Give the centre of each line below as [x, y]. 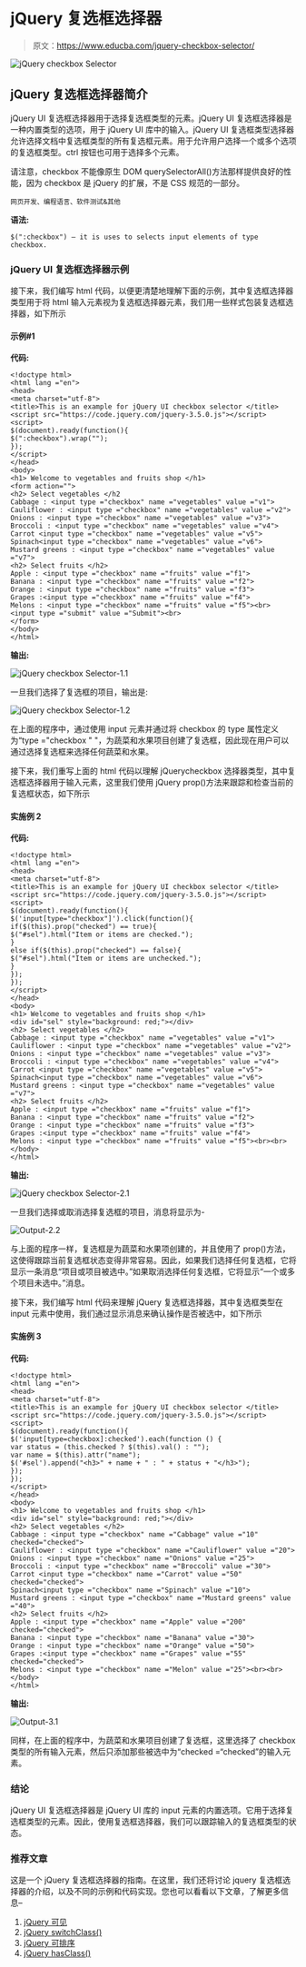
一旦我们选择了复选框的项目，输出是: [79, 692]
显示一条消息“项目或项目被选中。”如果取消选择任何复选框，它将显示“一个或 [149, 1271]
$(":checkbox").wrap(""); [59, 439]
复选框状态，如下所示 [50, 794]
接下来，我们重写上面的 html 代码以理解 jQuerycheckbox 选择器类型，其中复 [153, 771]
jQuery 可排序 [49, 1943]
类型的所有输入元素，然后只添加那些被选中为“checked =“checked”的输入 [147, 1751]
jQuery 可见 [45, 1923]
